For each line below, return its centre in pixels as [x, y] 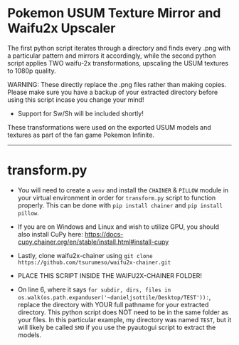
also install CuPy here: [50, 234]
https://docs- [104, 234]
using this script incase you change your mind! [76, 99]
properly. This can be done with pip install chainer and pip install [120, 205]
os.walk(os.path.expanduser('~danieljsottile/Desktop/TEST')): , [114, 297]
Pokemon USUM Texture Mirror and [114, 13]
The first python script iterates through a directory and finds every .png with [119, 48]
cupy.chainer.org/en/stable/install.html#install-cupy [93, 242]
